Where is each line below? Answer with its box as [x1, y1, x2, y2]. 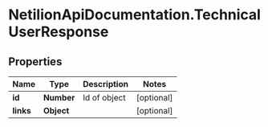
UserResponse [8, 23, 109, 41]
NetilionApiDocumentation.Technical [8, 6, 261, 24]
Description [83, 79, 128, 89]
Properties [8, 55, 63, 68]
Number [43, 92, 75, 103]
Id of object [83, 92, 126, 103]
